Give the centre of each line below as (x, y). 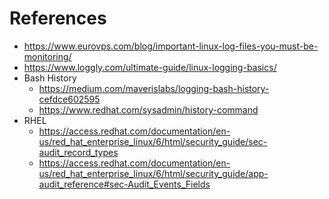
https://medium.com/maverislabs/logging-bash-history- (154, 88)
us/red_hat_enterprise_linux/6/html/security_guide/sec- (153, 141)
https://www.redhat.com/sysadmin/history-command (148, 109)
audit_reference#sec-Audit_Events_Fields (124, 184)
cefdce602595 (69, 99)
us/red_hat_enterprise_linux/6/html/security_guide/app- (153, 173)
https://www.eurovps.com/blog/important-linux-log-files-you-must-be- (171, 46)
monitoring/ (47, 56)
